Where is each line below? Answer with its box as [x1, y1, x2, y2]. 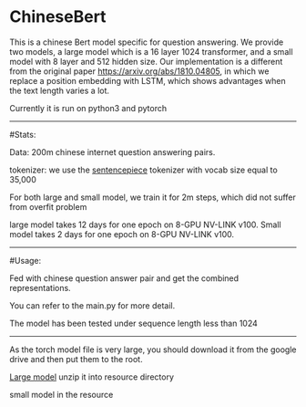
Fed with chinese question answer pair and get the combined [9, 272, 240, 284]
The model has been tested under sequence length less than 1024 [9, 318, 258, 329]
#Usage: [9, 255, 42, 266]
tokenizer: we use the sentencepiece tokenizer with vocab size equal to [9, 164, 278, 175]
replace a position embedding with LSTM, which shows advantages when [9, 75, 286, 86]
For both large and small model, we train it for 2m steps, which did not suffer [9, 192, 296, 203]
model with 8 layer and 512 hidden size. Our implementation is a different [9, 56, 283, 67]
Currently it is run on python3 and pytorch [9, 102, 167, 113]
